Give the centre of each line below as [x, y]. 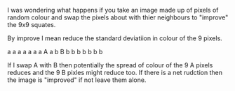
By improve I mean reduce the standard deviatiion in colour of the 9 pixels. [115, 38]
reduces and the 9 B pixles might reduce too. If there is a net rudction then [115, 73]
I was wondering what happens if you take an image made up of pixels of [113, 10]
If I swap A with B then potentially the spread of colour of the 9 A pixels [110, 65]
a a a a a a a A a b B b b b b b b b [55, 52]
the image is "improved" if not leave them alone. [77, 80]
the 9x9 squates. [32, 25]
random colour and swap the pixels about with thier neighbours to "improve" [118, 17]
